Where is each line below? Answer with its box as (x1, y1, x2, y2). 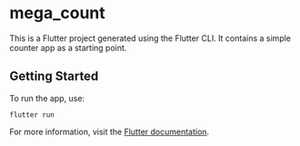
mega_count (9, 3, 106, 24)
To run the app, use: (9, 92, 85, 103)
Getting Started (9, 69, 99, 84)
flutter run (9, 110, 55, 120)
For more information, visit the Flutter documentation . (9, 126, 210, 137)
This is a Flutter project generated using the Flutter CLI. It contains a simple (9, 33, 292, 44)
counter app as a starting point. (9, 42, 127, 53)
